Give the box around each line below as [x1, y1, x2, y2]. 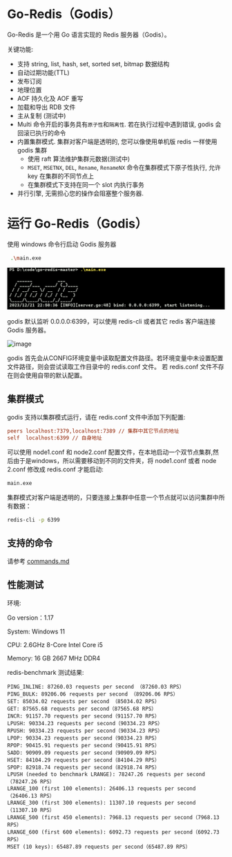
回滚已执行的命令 [17, 128, 66, 137]
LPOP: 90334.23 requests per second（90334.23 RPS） [7, 734, 160, 742]
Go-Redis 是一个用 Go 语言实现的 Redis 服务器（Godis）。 [7, 30, 171, 39]
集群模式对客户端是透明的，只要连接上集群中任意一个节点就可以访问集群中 [7, 493, 219, 502]
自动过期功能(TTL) [17, 68, 70, 77]
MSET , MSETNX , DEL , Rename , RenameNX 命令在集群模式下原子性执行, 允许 [27, 163, 221, 171]
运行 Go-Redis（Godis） [7, 216, 148, 232]
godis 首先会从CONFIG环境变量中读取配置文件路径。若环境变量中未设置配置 [7, 353, 224, 362]
